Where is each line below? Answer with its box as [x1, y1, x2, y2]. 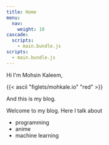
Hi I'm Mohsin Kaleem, [6, 71, 63, 78]
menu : [6, 15, 20, 21]
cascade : [6, 32, 29, 38]
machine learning [15, 132, 59, 139]
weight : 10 [17, 26, 45, 32]
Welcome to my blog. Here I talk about [6, 106, 102, 114]
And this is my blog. [6, 95, 56, 102]
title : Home [6, 9, 37, 15]
